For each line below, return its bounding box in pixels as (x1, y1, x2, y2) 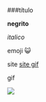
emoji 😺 (7, 47, 31, 54)
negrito (7, 20, 29, 27)
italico (7, 33, 25, 41)
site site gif (7, 60, 39, 68)
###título (7, 6, 33, 14)
